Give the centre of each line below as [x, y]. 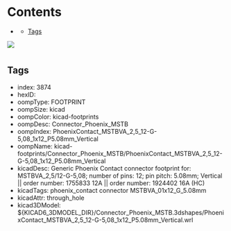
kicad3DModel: [39, 205]
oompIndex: [34, 131]
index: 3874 [34, 87]
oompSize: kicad [41, 109]
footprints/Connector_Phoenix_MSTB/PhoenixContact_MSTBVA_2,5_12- [120, 153]
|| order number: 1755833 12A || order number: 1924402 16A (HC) [111, 183]
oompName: [35, 146]
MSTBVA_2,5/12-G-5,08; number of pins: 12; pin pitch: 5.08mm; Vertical [120, 176]
